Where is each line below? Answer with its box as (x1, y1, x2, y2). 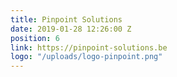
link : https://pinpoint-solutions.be (10, 42, 168, 53)
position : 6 (10, 33, 60, 43)
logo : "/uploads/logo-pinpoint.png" (10, 52, 163, 62)
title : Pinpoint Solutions (10, 14, 123, 25)
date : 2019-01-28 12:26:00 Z (10, 24, 132, 34)
